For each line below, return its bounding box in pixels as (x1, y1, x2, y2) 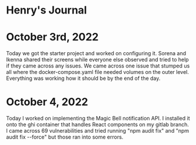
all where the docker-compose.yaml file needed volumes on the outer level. (6, 69, 190, 76)
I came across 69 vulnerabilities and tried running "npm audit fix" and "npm (6, 127, 190, 134)
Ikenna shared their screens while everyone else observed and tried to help (6, 56, 190, 63)
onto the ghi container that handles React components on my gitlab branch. (6, 121, 190, 128)
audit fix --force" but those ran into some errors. (6, 133, 124, 141)
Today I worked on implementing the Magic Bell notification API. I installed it (6, 115, 190, 122)
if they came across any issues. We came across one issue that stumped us (6, 62, 190, 69)
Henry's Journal (6, 4, 87, 17)
